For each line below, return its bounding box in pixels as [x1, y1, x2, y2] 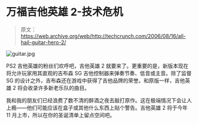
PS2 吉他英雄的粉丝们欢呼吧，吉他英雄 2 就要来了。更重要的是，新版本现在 [6, 62, 189, 69]
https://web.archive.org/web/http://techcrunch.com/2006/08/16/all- [20, 32, 186, 39]
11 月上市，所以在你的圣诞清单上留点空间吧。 [6, 111, 115, 118]
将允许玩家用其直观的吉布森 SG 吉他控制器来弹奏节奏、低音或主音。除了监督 [6, 69, 192, 76]
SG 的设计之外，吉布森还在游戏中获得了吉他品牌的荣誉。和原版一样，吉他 [6, 77, 186, 84]
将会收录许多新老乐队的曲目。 [17, 84, 90, 91]
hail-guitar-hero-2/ [20, 39, 67, 46]
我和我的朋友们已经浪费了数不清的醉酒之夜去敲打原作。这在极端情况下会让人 [6, 96, 192, 103]
